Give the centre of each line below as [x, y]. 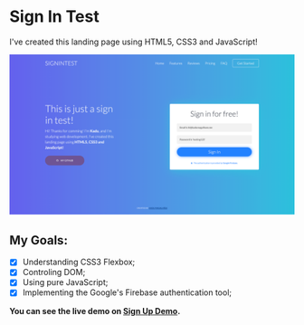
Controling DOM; [54, 272]
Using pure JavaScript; [65, 282]
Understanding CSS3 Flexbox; [79, 262]
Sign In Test [54, 17]
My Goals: [38, 240]
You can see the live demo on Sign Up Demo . [95, 311]
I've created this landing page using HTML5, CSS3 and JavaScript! [133, 42]
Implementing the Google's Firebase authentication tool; [127, 292]
